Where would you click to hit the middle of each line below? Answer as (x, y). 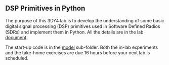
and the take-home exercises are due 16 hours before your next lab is (78, 52)
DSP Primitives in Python (45, 8)
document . (16, 37)
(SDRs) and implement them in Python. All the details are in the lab (74, 32)
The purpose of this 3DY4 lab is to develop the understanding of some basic (85, 20)
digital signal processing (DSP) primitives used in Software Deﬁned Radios (83, 26)
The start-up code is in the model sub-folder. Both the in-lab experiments (82, 47)
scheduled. (17, 58)
